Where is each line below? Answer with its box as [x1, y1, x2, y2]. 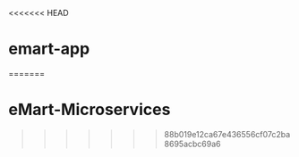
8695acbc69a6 [164, 138, 221, 149]
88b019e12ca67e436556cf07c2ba [164, 128, 291, 139]
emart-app [8, 39, 90, 59]
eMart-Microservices [8, 100, 171, 120]
